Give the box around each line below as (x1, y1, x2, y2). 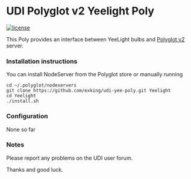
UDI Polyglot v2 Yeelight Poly (6, 4, 155, 18)
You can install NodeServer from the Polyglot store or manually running (6, 71, 183, 78)
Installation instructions (6, 57, 78, 65)
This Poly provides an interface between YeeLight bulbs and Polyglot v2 (6, 35, 185, 43)
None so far (6, 126, 36, 133)
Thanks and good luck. (6, 166, 63, 173)
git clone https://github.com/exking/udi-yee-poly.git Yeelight (6, 88, 171, 94)
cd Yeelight (6, 93, 36, 99)
